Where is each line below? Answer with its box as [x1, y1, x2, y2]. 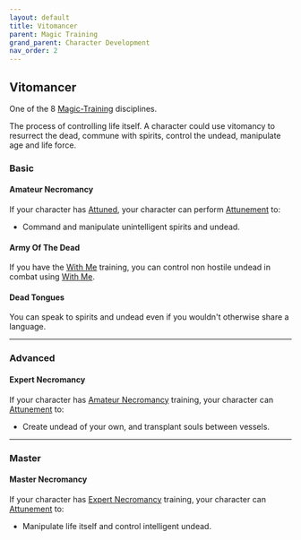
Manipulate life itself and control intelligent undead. [21, 520, 212, 531]
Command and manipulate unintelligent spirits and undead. [21, 221, 240, 233]
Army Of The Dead [9, 242, 81, 253]
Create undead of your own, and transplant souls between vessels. [21, 421, 271, 432]
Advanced [9, 352, 56, 364]
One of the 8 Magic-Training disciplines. [9, 103, 158, 114]
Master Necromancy [9, 474, 88, 484]
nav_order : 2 [9, 47, 58, 56]
